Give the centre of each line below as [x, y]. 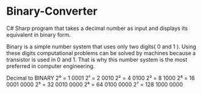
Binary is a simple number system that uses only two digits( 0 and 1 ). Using [101, 46]
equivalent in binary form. [39, 34]
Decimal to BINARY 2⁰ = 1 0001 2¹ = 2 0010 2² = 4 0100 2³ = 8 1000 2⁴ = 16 [101, 78]
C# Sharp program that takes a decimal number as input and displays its [97, 28]
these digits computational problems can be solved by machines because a [101, 53]
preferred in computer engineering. [51, 66]
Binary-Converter [52, 11]
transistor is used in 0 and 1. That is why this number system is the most [97, 59]
